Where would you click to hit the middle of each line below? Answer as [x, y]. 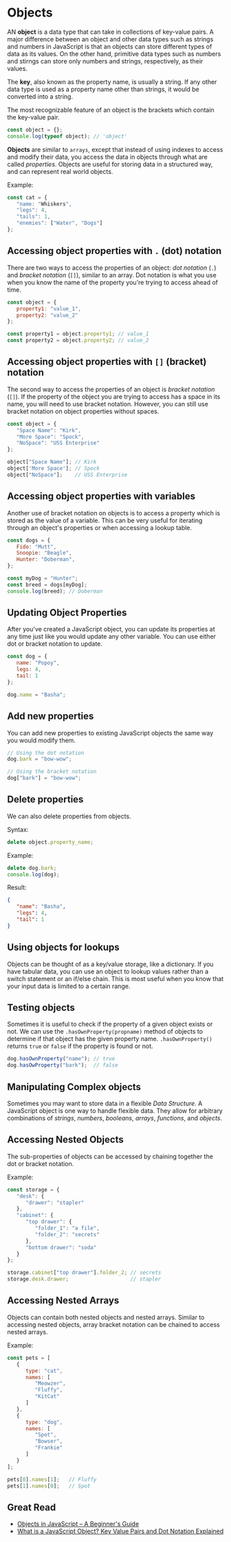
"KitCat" [47, 1396]
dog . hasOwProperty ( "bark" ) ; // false [63, 1065]
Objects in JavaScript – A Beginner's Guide [78, 1524]
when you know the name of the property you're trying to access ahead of [113, 282]
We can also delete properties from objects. [69, 816]
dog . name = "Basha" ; [37, 695]
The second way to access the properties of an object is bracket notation [111, 389]
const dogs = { [29, 540]
